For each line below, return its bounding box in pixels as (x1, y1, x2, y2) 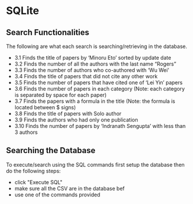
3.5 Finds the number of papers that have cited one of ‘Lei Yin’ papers (14, 79, 183, 86)
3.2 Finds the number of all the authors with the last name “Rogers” (14, 60, 177, 67)
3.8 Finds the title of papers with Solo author (14, 110, 122, 117)
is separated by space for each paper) (14, 92, 107, 98)
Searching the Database (6, 146, 96, 155)
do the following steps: (6, 167, 61, 174)
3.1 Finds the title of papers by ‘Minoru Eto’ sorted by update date (14, 54, 171, 61)
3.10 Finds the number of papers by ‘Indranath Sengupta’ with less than (14, 123, 186, 129)
